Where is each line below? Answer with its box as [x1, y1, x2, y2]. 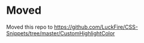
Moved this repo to [6, 23, 53, 30]
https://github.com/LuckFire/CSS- [53, 23, 138, 30]
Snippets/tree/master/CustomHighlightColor [6, 29, 115, 36]
